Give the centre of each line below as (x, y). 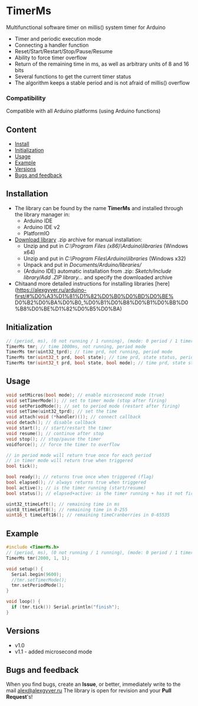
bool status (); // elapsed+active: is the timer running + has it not (95, 493)
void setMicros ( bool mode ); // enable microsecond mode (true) (85, 395)
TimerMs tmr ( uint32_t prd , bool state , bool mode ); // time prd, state (96, 363)
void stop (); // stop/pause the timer (54, 439)
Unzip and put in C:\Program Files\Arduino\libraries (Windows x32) (105, 258)
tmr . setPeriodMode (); (38, 585)
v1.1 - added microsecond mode (53, 652)
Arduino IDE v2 (42, 227)
